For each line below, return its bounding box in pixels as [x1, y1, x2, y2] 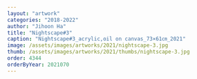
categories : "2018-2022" [7, 16, 79, 23]
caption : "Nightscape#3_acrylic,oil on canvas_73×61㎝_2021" [7, 36, 186, 43]
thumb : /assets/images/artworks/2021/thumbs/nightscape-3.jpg [7, 49, 190, 56]
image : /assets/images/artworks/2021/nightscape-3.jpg [7, 42, 169, 49]
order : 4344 [7, 55, 41, 62]
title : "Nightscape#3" [7, 29, 73, 36]
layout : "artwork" [7, 10, 60, 17]
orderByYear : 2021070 [7, 61, 70, 68]
